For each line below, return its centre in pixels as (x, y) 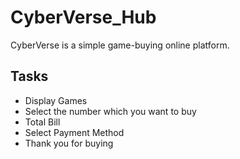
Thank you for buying (69, 143)
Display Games (56, 100)
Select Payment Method (74, 132)
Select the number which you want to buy (110, 111)
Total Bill (42, 122)
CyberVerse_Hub (83, 17)
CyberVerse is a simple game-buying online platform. (120, 45)
